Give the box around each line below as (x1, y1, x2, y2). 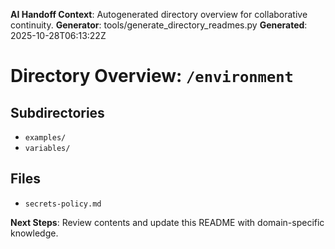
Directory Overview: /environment (10, 65, 294, 88)
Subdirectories (10, 104, 105, 121)
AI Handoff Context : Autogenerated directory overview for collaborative (10, 9, 308, 20)
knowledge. (10, 227, 59, 239)
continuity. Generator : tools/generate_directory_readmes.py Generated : (10, 19, 308, 31)
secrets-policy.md (24, 199, 102, 209)
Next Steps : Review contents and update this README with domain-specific (10, 216, 325, 228)
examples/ (24, 133, 67, 143)
